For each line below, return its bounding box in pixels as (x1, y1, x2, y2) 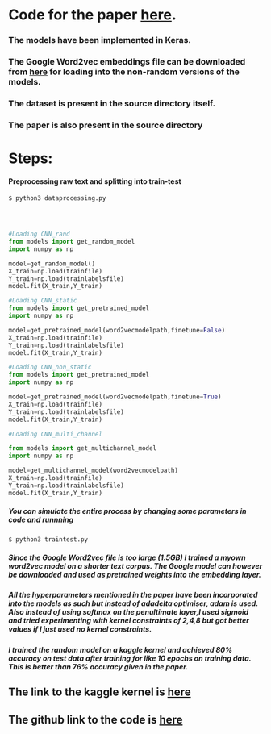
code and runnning (8, 515, 74, 525)
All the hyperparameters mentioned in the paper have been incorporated (8, 590, 258, 600)
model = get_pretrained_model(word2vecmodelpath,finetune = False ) (8, 326, 226, 334)
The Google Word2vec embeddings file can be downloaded (8, 56, 246, 68)
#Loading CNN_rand (8, 230, 70, 239)
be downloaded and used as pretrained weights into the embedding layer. (8, 570, 262, 580)
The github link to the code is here (8, 712, 183, 727)
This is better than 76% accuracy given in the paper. (8, 661, 189, 671)
